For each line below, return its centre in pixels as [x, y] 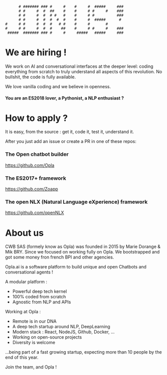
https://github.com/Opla [30, 165]
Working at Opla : [23, 312]
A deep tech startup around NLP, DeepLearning [61, 327]
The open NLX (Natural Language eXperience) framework [77, 202]
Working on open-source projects [47, 337]
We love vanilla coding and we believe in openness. [58, 86]
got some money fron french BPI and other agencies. [60, 257]
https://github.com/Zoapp [32, 189]
